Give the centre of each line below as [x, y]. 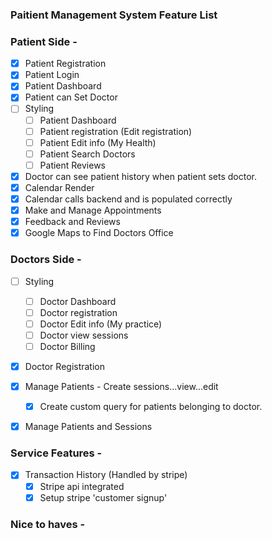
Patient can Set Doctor [71, 97]
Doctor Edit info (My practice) [101, 324]
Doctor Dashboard [78, 301]
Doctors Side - [46, 260]
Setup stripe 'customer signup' [103, 497]
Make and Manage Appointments [93, 210]
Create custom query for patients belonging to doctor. [151, 407]
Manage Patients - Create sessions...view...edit [121, 386]
